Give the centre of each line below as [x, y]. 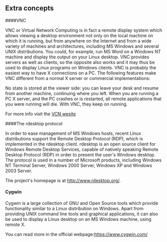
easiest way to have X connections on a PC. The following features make [81, 73]
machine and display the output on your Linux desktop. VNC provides [77, 57]
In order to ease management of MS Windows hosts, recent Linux [73, 133]
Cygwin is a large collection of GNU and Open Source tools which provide [82, 203]
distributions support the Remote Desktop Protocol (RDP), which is [74, 138]
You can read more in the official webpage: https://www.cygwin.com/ [76, 234]
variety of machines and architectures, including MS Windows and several [82, 46]
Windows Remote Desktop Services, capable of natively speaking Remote [82, 149]
